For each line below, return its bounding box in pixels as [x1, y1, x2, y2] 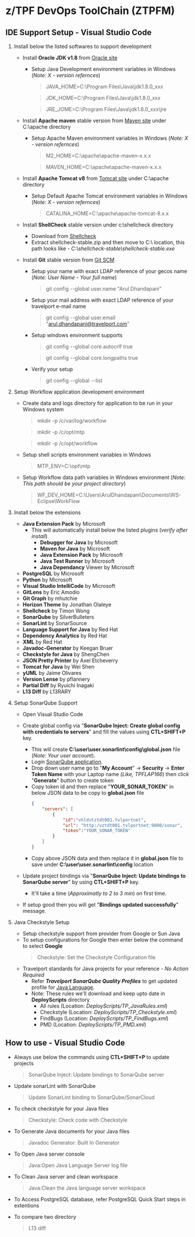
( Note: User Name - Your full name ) [31, 274, 117, 281]
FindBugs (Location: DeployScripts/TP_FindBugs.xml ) [40, 1015, 169, 1022]
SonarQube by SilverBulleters [22, 614, 94, 621]
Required [22, 971, 45, 978]
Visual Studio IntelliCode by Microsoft [22, 583, 116, 589]
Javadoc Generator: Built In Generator [28, 1139, 120, 1146]
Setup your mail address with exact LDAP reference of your [31, 297, 174, 304]
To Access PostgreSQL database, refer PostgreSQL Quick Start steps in [13, 1195, 186, 1202]
